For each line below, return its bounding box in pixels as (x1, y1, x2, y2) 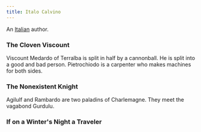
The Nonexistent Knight (6, 82, 78, 91)
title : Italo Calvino (6, 8, 61, 15)
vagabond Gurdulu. (6, 102, 55, 110)
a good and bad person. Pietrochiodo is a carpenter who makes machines (6, 61, 191, 68)
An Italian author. (6, 25, 49, 33)
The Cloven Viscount (6, 41, 70, 49)
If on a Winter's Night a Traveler (6, 117, 102, 126)
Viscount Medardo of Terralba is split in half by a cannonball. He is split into (6, 54, 196, 61)
